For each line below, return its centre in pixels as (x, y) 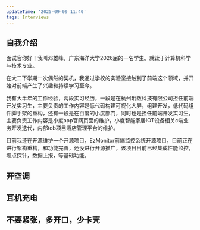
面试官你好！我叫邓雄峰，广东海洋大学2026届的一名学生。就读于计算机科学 (99, 58)
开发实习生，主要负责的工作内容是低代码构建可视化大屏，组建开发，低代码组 (100, 106)
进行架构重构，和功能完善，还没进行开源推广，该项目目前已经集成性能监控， (100, 148)
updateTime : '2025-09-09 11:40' (46, 12)
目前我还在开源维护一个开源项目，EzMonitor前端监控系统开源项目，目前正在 (99, 141)
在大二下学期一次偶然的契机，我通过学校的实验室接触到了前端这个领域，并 (97, 78)
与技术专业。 (22, 65)
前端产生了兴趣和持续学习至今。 (56, 86)
